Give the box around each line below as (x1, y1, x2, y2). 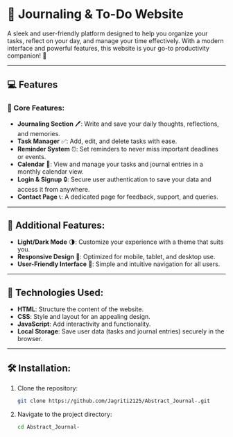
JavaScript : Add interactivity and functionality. (17, 320, 151, 329)
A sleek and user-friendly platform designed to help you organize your (7, 29, 208, 38)
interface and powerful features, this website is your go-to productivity (7, 44, 210, 52)
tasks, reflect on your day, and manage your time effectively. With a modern (7, 36, 224, 44)
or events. (17, 152, 46, 160)
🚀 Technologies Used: (7, 286, 104, 298)
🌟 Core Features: (7, 104, 64, 113)
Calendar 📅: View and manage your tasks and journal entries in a (17, 160, 203, 168)
